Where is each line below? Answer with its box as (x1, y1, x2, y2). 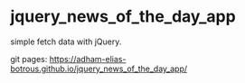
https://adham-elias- (49, 53, 127, 64)
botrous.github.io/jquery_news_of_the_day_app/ (10, 63, 188, 74)
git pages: (10, 53, 48, 64)
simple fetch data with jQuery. (10, 36, 122, 47)
